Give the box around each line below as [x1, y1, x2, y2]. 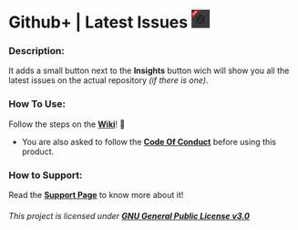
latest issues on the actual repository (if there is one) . [8, 75, 209, 86]
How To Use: [8, 98, 66, 110]
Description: [8, 45, 65, 57]
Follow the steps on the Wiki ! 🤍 [8, 119, 126, 130]
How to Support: [8, 169, 83, 182]
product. [21, 146, 55, 157]
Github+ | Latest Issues [8, 12, 189, 33]
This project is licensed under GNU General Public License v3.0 [8, 210, 251, 221]
